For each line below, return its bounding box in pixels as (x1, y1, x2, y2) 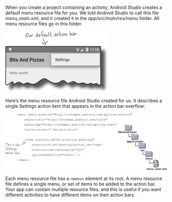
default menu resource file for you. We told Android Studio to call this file (5, 10, 159, 16)
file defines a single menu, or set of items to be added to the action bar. (5, 181, 156, 187)
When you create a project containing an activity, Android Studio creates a (5, 5, 162, 10)
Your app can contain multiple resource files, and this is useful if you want (5, 187, 161, 193)
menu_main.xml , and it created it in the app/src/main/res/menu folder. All (5, 15, 160, 21)
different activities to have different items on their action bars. (5, 192, 136, 198)
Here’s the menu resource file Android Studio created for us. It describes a (5, 97, 162, 104)
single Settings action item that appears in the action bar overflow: (5, 103, 145, 109)
